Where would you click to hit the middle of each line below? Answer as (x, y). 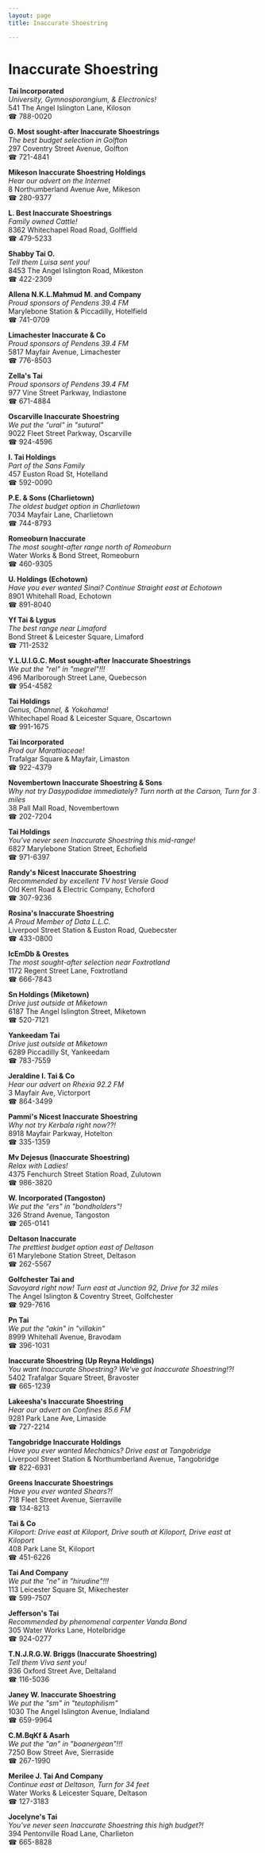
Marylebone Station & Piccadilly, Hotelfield (78, 311)
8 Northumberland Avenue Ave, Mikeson (74, 189)
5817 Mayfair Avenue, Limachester (65, 352)
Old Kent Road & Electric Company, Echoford (81, 889)
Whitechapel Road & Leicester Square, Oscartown (90, 718)
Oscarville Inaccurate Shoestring (64, 417)
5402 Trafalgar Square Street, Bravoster (74, 1377)
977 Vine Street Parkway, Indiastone (67, 393)
